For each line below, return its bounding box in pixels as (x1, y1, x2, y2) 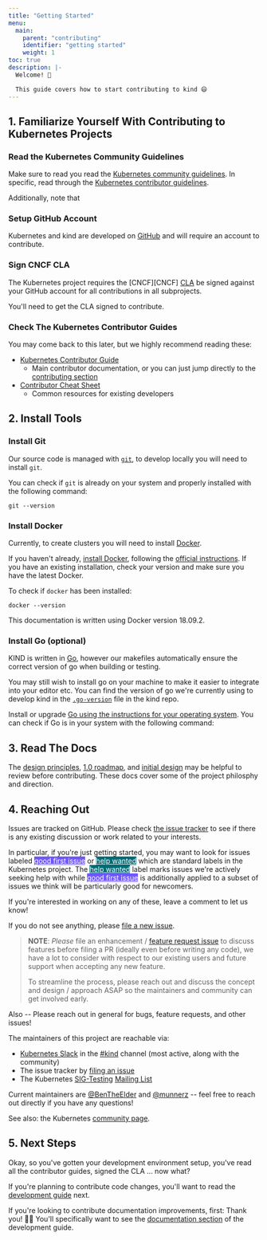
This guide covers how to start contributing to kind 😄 (15, 85, 207, 93)
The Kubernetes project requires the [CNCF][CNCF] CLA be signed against (8, 277, 255, 287)
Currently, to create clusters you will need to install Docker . (8, 539, 202, 548)
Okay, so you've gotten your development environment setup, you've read (8, 1157, 253, 1167)
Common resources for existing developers (31, 389, 174, 398)
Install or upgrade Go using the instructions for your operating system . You (8, 710, 253, 720)
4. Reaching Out (8, 802, 90, 816)
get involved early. (27, 994, 89, 1003)
